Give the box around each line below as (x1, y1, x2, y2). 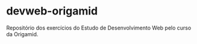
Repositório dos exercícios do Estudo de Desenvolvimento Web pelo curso (6, 24, 192, 31)
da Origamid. (6, 30, 39, 37)
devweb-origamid (6, 4, 98, 18)
